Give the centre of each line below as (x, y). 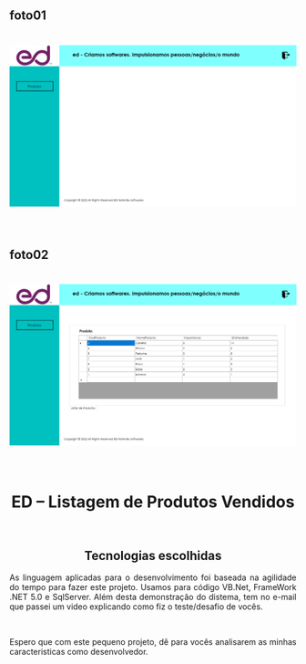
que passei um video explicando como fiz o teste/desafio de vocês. (136, 607)
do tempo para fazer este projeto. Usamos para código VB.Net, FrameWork (153, 587)
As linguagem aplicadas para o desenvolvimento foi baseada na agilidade (153, 577)
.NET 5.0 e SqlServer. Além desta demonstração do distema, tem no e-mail (153, 597)
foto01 (28, 16)
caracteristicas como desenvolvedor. (79, 652)
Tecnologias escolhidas (153, 555)
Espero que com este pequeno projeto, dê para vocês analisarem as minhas (153, 642)
